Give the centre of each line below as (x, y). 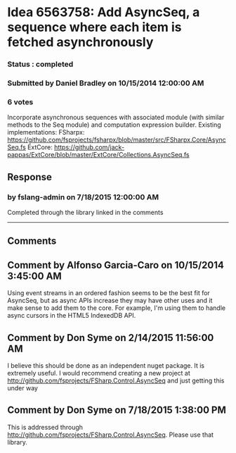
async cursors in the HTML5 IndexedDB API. (72, 316)
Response (30, 177)
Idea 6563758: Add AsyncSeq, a (104, 12)
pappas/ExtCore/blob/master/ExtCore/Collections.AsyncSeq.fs (98, 155)
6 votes (20, 101)
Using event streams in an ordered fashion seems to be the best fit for (109, 293)
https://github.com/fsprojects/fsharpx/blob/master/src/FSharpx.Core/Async (117, 140)
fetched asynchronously (80, 42)
